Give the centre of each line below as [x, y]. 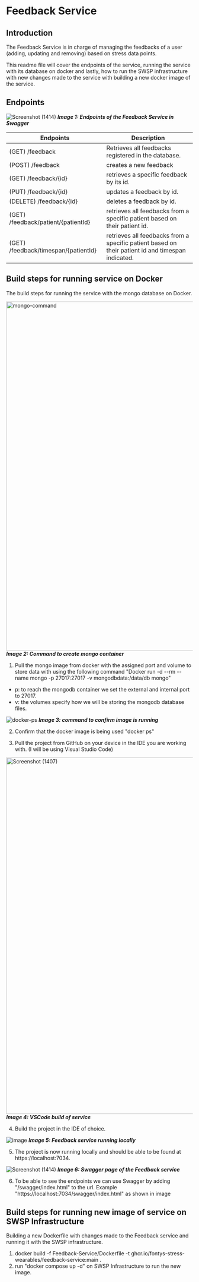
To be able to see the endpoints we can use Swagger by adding [92, 1181]
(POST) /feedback [35, 165]
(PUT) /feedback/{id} [38, 191]
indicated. [120, 258]
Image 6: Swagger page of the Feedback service [118, 1169]
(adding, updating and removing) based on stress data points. [81, 53]
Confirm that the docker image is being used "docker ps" [84, 731]
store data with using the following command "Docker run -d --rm [95, 671]
